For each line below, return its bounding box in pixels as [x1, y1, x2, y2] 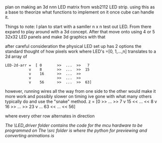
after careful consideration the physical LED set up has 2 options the [5, 43, 142, 49]
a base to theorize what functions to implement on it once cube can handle [5, 9, 155, 15]
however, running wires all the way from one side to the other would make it [5, 88, 156, 94]
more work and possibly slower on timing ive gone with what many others [5, 94, 152, 99]
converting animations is [5, 133, 55, 138]
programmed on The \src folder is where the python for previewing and [5, 128, 147, 133]
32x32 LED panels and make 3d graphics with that [5, 34, 105, 40]
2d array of [5, 54, 28, 59]
